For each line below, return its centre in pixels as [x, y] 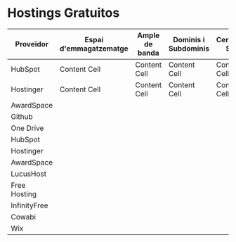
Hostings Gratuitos [64, 13]
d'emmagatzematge [94, 49]
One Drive [27, 128]
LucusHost [29, 174]
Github [22, 116]
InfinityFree [29, 205]
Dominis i [189, 39]
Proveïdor [32, 44]
